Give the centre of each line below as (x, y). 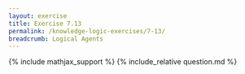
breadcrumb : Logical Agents (56, 39)
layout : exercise (38, 16)
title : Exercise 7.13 (45, 24)
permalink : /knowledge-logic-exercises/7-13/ (87, 31)
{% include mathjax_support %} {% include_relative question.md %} (123, 62)
